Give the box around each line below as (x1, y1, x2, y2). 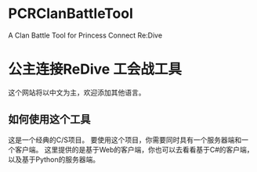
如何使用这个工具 (8, 113, 91, 126)
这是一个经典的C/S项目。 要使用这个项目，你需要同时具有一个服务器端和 (8, 134, 242, 145)
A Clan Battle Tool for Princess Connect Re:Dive (8, 30, 163, 40)
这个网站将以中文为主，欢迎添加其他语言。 (8, 88, 146, 97)
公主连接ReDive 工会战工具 (8, 60, 183, 78)
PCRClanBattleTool (8, 5, 133, 23)
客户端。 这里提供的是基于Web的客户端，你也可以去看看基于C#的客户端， (14, 145, 254, 154)
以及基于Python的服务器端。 (8, 154, 100, 164)
